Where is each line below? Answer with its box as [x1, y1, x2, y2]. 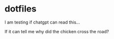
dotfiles [4, 3, 37, 14]
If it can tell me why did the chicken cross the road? [4, 28, 109, 34]
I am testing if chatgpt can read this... [4, 19, 80, 25]
